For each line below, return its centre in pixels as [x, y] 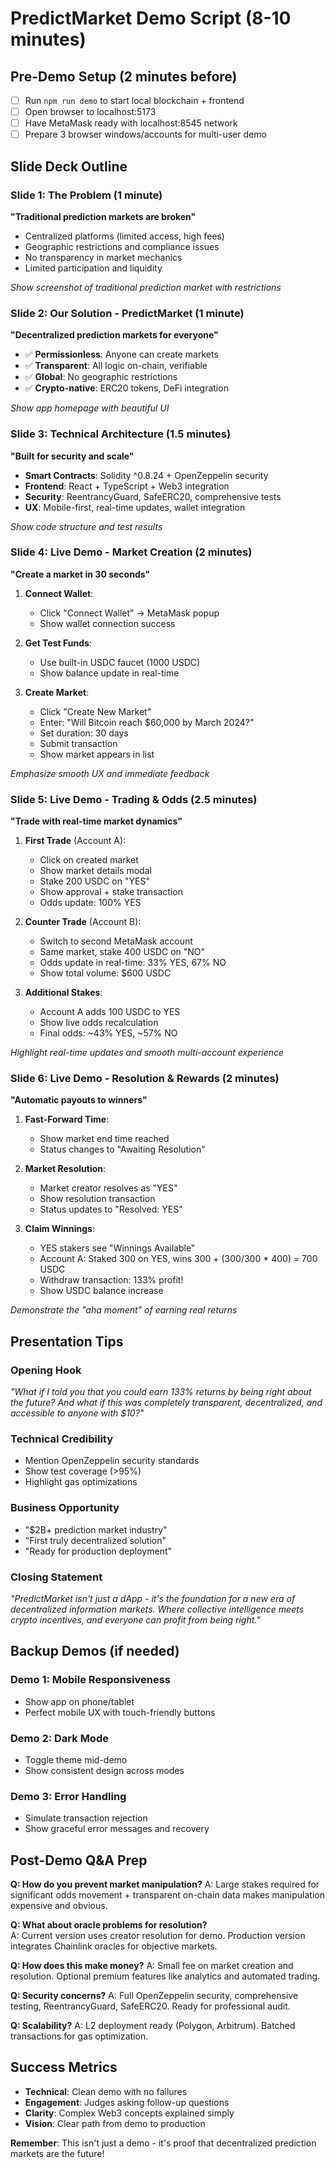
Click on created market [89, 860]
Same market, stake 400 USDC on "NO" [122, 952]
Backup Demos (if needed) [95, 1651]
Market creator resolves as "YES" [108, 1188]
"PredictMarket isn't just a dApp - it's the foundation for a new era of [153, 1598]
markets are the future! [57, 2153]
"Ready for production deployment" [98, 1551]
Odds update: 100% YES [90, 903]
